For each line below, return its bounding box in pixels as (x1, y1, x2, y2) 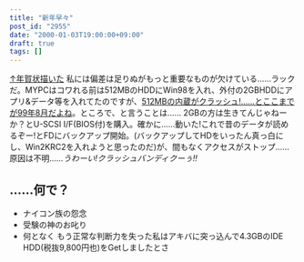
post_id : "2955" (9, 22, 71, 31)
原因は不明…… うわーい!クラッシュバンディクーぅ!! (9, 153, 198, 164)
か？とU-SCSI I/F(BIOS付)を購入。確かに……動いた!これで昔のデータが (9, 119, 273, 130)
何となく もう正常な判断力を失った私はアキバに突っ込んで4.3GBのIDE (22, 230, 284, 241)
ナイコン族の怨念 (22, 207, 87, 218)
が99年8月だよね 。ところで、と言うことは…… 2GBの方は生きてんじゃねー (9, 107, 288, 118)
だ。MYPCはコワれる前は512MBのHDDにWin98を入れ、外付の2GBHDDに (9, 85, 285, 96)
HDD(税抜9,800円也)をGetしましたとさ (22, 242, 170, 253)
